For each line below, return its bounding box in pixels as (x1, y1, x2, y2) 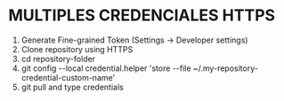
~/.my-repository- (192, 63, 259, 74)
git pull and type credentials (20, 82, 124, 92)
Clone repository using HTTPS (20, 43, 134, 54)
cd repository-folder (20, 53, 95, 64)
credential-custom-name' (20, 72, 116, 82)
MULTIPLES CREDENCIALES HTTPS (8, 5, 276, 26)
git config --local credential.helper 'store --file (20, 63, 191, 74)
